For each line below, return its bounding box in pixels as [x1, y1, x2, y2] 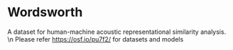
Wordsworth [7, 4, 83, 20]
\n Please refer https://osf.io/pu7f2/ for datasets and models [7, 35, 184, 43]
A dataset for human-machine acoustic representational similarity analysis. [7, 27, 227, 36]
